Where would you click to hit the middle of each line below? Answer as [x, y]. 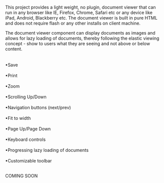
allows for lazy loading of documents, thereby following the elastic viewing [82, 38]
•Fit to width [18, 118]
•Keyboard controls [26, 139]
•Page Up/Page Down [28, 129]
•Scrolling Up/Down [26, 97]
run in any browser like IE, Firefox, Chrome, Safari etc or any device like [79, 13]
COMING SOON [22, 176]
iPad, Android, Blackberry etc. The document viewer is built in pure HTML [81, 18]
